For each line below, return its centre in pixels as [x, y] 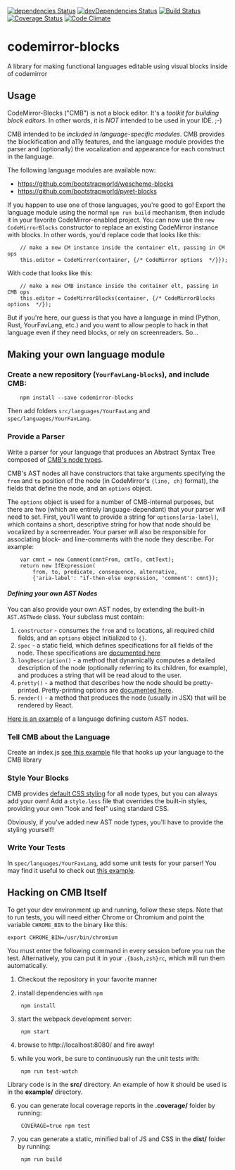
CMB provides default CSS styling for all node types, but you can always [113, 793]
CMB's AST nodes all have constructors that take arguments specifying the [116, 473]
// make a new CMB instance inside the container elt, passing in [119, 286]
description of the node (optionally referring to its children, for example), [122, 667]
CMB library [25, 760]
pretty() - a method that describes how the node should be [104, 682]
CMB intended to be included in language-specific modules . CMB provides [116, 134]
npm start [35, 1031]
